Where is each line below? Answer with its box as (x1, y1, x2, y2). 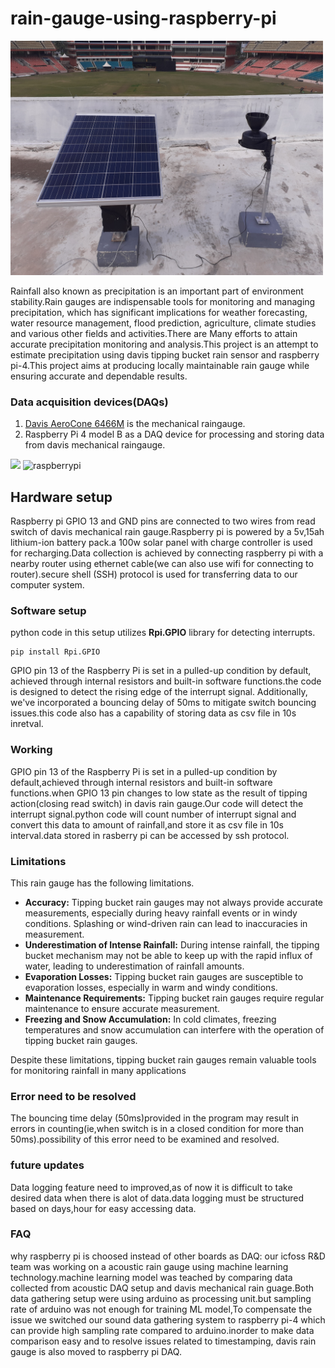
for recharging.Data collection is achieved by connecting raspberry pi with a (10, 547, 324, 559)
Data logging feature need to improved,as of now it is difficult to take (10, 1181, 293, 1193)
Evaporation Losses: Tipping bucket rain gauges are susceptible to (24, 970, 304, 982)
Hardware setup (10, 488, 113, 506)
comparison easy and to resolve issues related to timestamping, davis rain (10, 1335, 317, 1347)
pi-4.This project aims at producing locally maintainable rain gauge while (10, 359, 310, 371)
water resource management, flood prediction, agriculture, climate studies (10, 317, 317, 329)
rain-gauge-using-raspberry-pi (10, 7, 277, 30)
